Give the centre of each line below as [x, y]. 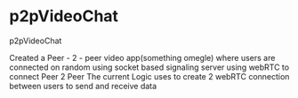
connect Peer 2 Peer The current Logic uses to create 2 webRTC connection [149, 76]
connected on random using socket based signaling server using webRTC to [149, 67]
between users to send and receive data [83, 86]
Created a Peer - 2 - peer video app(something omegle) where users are [142, 57]
